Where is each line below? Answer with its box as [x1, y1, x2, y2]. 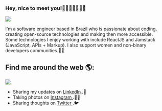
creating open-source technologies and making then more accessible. [5, 31, 153, 37]
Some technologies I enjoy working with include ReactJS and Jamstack [5, 37, 156, 43]
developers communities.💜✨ [5, 48, 65, 54]
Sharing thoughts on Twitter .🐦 [12, 100, 79, 106]
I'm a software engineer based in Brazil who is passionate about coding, [5, 26, 157, 32]
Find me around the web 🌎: [5, 63, 95, 72]
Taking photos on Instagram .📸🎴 [12, 94, 80, 100]
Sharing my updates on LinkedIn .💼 [12, 89, 87, 95]
